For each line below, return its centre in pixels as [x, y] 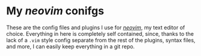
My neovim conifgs [55, 11]
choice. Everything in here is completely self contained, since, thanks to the [100, 33]
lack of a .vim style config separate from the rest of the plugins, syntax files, [101, 40]
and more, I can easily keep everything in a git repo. [71, 46]
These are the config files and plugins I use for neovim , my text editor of [96, 27]
